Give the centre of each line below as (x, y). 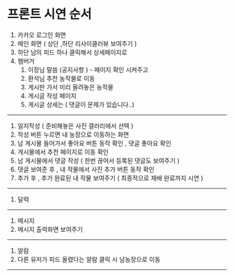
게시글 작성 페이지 (52, 95)
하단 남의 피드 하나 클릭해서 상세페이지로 (72, 52)
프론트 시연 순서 (49, 14)
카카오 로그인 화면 (41, 35)
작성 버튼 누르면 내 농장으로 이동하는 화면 (73, 134)
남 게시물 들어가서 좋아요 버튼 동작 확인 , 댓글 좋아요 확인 (94, 143)
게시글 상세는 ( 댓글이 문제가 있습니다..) (81, 104)
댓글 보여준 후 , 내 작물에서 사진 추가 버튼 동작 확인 (86, 169)
